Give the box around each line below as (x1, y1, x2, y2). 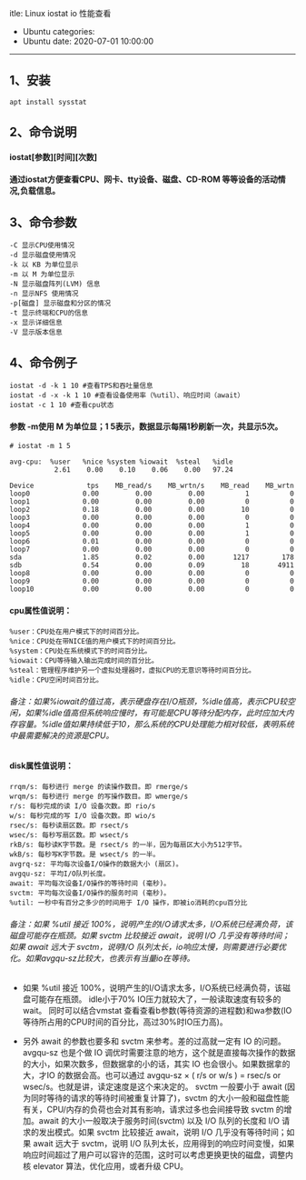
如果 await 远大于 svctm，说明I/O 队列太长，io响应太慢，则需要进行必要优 (9, 941, 287, 952)
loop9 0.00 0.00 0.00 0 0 (9, 576, 295, 586)
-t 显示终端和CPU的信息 (9, 308, 89, 318)
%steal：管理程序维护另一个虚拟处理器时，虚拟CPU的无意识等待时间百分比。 (9, 666, 256, 675)
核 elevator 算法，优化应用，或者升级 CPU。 (22, 1161, 189, 1172)
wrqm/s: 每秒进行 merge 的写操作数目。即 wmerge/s (9, 792, 189, 802)
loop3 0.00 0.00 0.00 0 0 (9, 513, 295, 523)
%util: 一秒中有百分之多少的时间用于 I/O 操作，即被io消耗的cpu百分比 (9, 898, 248, 907)
